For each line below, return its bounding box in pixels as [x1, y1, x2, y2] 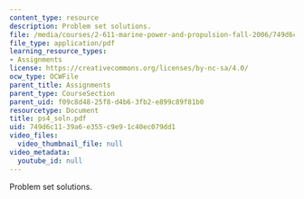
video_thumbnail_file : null [17, 139, 124, 148]
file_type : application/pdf [9, 38, 116, 48]
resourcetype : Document [9, 106, 100, 115]
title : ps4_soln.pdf [9, 114, 88, 123]
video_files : [9, 131, 59, 140]
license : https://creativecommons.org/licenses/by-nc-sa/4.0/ [9, 64, 249, 73]
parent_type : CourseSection [9, 89, 116, 98]
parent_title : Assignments [9, 81, 111, 90]
